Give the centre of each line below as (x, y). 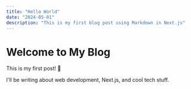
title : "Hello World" (33, 12)
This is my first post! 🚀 (34, 68)
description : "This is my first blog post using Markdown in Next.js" (96, 23)
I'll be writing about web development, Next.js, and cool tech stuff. (88, 80)
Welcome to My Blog (58, 52)
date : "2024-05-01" (30, 17)
